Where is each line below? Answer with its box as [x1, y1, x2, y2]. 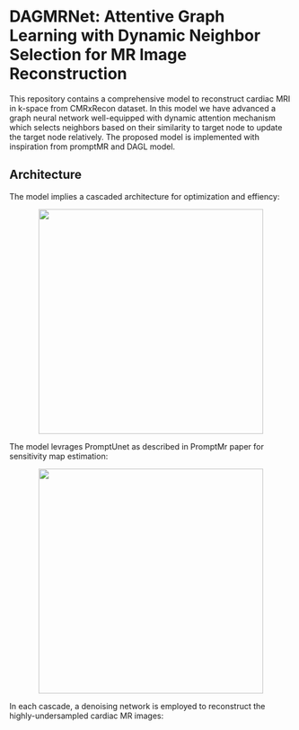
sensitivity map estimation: [9, 450, 109, 461]
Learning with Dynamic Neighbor [9, 25, 261, 46]
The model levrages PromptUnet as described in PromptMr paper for [9, 441, 265, 451]
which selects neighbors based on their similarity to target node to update [9, 121, 283, 132]
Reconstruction [9, 64, 128, 85]
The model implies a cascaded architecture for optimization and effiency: [9, 191, 280, 201]
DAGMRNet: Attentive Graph [9, 6, 225, 27]
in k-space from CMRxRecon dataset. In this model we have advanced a [9, 102, 277, 113]
